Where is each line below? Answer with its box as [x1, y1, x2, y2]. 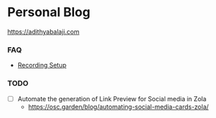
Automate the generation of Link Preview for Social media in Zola [17, 94, 207, 103]
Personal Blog [7, 4, 90, 20]
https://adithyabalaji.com [7, 27, 80, 36]
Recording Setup [17, 61, 67, 70]
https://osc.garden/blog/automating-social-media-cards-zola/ [28, 103, 210, 111]
